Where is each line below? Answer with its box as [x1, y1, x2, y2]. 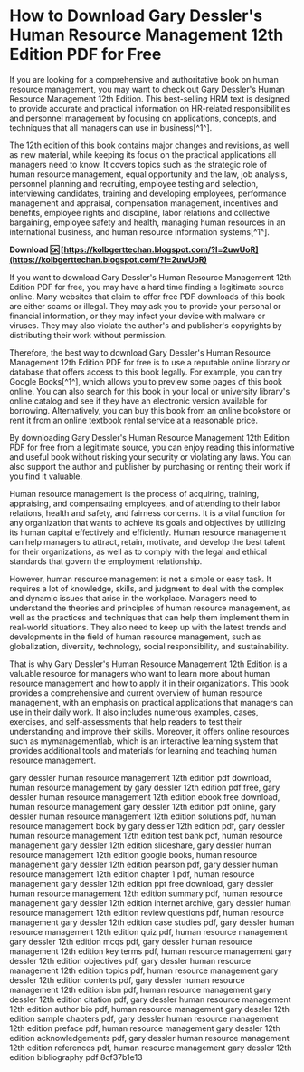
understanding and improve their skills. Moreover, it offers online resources [9, 726, 290, 736]
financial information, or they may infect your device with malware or [9, 310, 266, 321]
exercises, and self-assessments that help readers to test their [9, 716, 242, 726]
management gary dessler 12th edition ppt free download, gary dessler [9, 878, 274, 889]
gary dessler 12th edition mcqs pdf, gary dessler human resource [9, 936, 252, 947]
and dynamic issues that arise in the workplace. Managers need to [9, 592, 258, 603]
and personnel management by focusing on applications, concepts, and [9, 112, 278, 123]
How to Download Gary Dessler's [9, 5, 263, 26]
